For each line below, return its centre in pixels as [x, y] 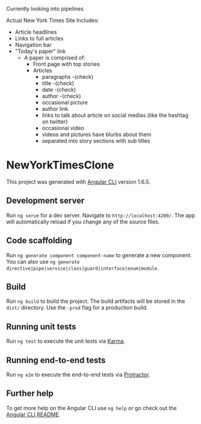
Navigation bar [33, 45]
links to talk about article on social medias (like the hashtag [115, 115]
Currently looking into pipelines [45, 9]
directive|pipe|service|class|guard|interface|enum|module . [82, 268]
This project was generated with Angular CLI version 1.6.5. [78, 182]
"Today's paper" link [40, 51]
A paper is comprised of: [55, 58]
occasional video [63, 128]
